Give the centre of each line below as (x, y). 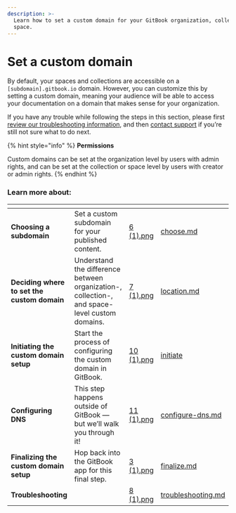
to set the (27, 291)
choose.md (179, 231)
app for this (93, 470)
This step (90, 389)
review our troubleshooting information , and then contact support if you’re (115, 124)
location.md (180, 291)
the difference (97, 269)
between (89, 278)
